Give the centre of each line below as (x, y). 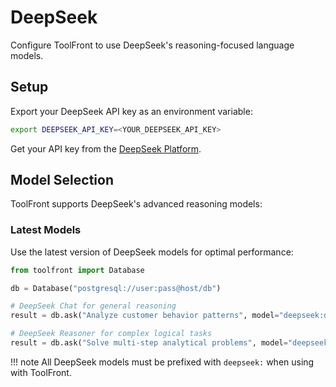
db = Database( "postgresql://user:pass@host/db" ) (116, 288)
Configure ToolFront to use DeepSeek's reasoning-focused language (152, 45)
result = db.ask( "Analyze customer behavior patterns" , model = (145, 316)
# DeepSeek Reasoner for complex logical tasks (111, 334)
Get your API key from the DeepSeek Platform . (106, 148)
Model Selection (62, 180)
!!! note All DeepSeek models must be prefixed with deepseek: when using (162, 362)
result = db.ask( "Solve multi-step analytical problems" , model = (149, 343)
